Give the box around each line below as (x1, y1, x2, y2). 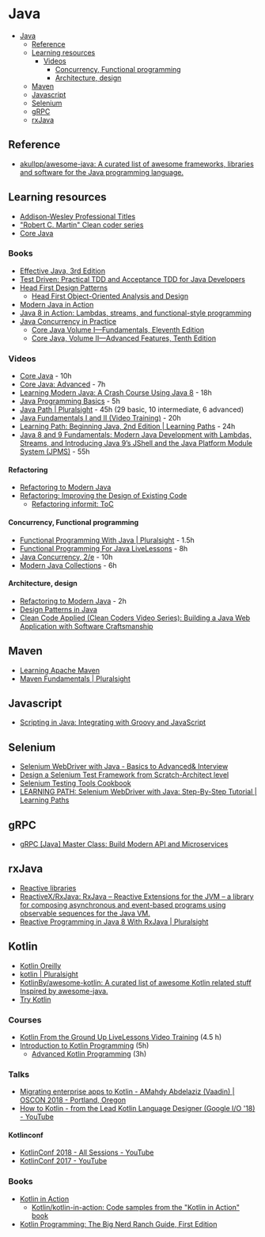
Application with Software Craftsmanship (19, 621, 153, 630)
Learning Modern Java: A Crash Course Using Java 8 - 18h (19, 388, 212, 398)
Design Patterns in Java (19, 604, 97, 614)
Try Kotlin (19, 995, 51, 1004)
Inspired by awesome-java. (19, 986, 108, 995)
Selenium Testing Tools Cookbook (19, 778, 132, 788)
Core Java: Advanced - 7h (19, 379, 106, 389)
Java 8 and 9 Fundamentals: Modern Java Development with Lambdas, (19, 430, 252, 440)
